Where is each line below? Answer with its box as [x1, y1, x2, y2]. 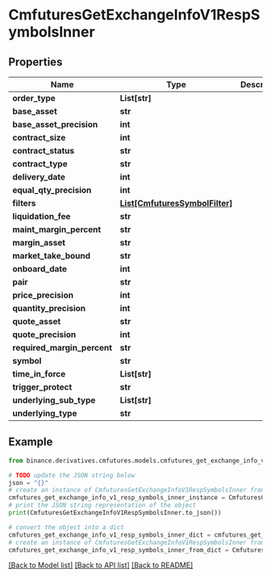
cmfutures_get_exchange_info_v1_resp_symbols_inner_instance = [8, 494, 226, 502]
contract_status [12, 145, 75, 156]
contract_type [12, 158, 68, 169]
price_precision [12, 289, 74, 301]
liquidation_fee [12, 211, 71, 221]
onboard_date [12, 263, 67, 274]
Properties [8, 55, 63, 69]
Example [8, 435, 53, 449]
